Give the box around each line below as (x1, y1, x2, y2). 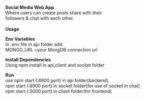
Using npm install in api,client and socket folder (5, 62, 105, 68)
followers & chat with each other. (5, 15, 74, 21)
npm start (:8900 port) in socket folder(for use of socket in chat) (5, 83, 140, 89)
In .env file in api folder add (5, 41, 63, 47)
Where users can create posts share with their (5, 10, 102, 16)
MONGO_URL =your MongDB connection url (5, 47, 98, 53)
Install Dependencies (5, 57, 51, 63)
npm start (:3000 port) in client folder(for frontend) (5, 88, 112, 94)
